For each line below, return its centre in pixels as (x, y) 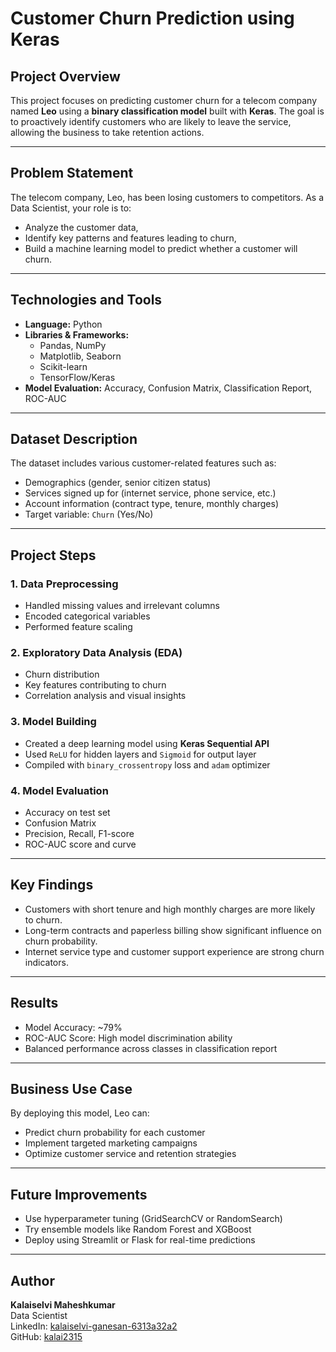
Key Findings (52, 885)
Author (32, 1280)
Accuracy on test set (67, 813)
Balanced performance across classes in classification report (151, 1048)
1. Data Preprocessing (64, 584)
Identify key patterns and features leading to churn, (130, 238)
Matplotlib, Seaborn (80, 356)
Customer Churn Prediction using (152, 18)
